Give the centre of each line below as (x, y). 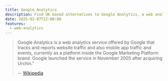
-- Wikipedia (30, 73)
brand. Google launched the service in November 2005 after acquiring (90, 58)
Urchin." (26, 64)
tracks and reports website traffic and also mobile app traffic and (84, 48)
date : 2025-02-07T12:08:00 (33, 19)
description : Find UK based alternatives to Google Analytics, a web (79, 14)
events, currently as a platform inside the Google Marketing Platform (88, 53)
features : (15, 24)
